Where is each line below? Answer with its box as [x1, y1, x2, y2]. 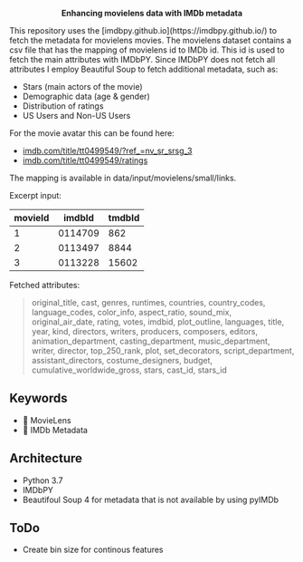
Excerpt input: [9, 190, 62, 200]
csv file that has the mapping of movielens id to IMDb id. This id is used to [9, 44, 285, 55]
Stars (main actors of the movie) [22, 82, 143, 92]
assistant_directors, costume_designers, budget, [31, 355, 213, 365]
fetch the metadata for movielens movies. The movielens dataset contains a [9, 35, 292, 45]
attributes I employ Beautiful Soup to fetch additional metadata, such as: [9, 63, 279, 74]
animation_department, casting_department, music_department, [31, 335, 270, 346]
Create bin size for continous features [22, 544, 165, 556]
